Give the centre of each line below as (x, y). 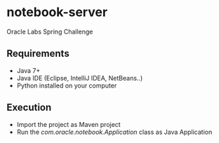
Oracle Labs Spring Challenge (50, 32)
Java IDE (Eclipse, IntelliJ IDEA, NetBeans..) (80, 78)
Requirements (38, 54)
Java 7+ (28, 70)
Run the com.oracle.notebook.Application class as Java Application (114, 132)
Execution (29, 108)
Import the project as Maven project (68, 124)
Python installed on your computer (67, 86)
